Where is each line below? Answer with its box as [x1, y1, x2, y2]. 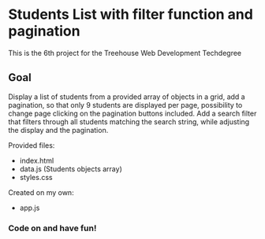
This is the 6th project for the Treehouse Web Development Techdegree [8, 48, 242, 57]
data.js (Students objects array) [19, 164, 122, 174]
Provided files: [8, 140, 55, 150]
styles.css [19, 172, 53, 182]
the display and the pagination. [8, 125, 109, 134]
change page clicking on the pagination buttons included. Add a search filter [8, 108, 257, 118]
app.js [19, 203, 40, 212]
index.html [19, 156, 54, 165]
